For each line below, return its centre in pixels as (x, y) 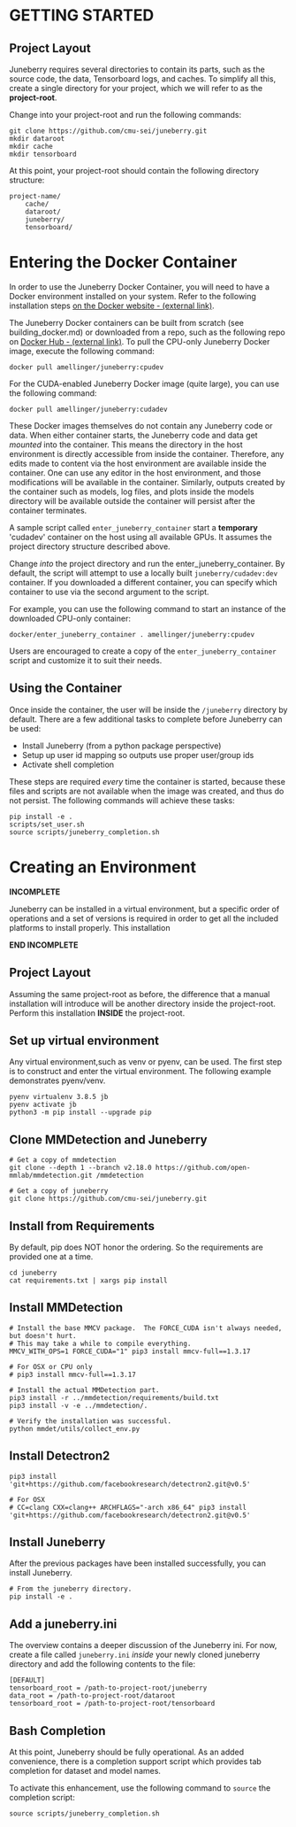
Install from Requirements (82, 1226)
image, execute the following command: (82, 351)
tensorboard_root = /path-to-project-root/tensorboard (112, 1704)
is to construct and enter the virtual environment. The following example (140, 1072)
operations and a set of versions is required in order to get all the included (144, 918)
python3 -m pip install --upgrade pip (80, 1112)
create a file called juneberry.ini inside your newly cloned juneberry (135, 1655)
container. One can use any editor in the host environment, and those (135, 472)
